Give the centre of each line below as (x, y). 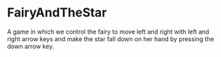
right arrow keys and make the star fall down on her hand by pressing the (110, 38)
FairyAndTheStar (57, 13)
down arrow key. (31, 46)
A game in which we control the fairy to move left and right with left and (108, 32)
